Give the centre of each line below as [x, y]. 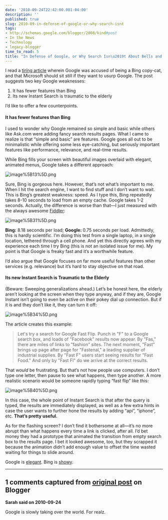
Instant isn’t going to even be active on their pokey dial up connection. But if [83, 299]
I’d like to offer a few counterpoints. [42, 106]
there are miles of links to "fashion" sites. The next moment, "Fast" [86, 344]
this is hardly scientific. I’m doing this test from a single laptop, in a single [80, 235]
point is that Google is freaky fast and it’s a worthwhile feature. [69, 251]
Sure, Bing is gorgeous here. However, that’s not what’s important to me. [79, 184]
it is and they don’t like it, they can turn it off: [51, 304]
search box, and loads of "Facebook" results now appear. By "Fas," [87, 339]
